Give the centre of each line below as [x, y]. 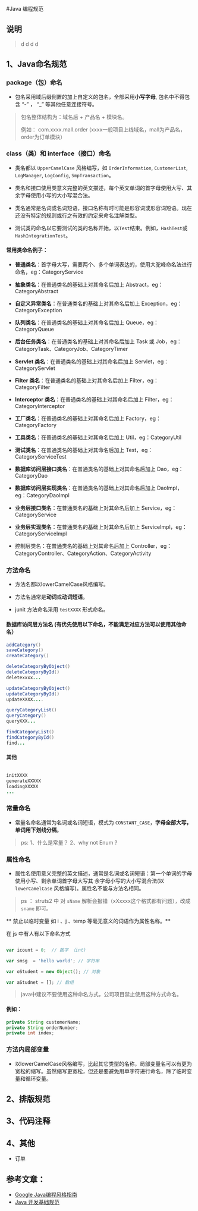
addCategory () [24, 645]
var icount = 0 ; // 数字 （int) [46, 950]
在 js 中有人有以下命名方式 [38, 933]
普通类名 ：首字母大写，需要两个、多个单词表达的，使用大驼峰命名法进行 [103, 264]
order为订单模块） [43, 137]
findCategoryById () [30, 737]
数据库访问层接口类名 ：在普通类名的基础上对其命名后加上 [85, 469]
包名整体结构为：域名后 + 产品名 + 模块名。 [74, 117]
